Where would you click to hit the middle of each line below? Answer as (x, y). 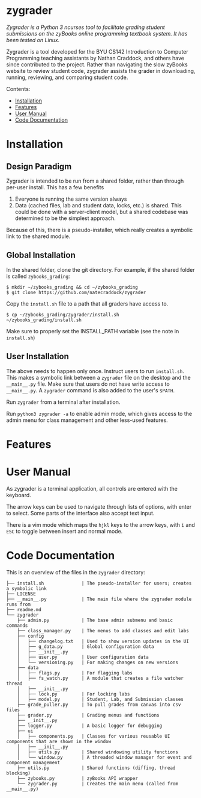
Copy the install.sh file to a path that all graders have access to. (87, 303)
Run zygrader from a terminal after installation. (63, 402)
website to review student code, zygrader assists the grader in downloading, (101, 71)
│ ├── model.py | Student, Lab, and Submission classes (100, 699)
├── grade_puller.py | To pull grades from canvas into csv (99, 705)
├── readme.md (24, 609)
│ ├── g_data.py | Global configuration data (85, 646)
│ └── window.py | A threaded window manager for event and (104, 757)
